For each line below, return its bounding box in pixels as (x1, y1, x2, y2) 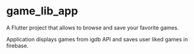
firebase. (6, 42, 29, 49)
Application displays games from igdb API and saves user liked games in (6, 35, 189, 43)
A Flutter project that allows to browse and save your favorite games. (6, 24, 179, 31)
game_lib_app (6, 4, 78, 18)
